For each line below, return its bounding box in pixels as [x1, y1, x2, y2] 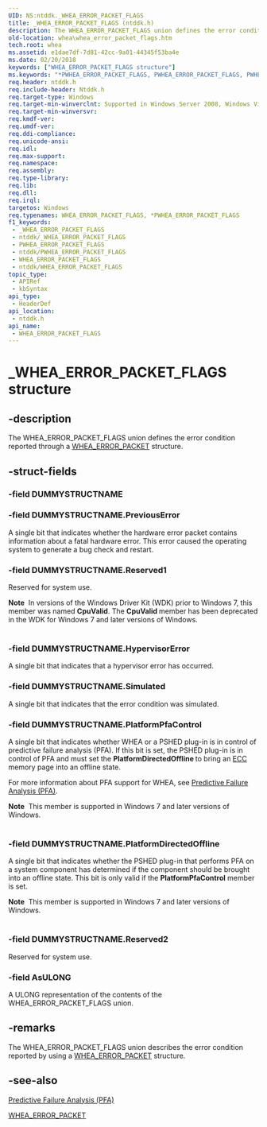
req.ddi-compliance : [8, 130, 77, 137]
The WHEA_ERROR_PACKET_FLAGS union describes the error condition [8, 1042, 244, 1051]
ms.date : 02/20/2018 [8, 56, 77, 64]
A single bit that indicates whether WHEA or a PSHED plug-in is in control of [8, 737, 257, 747]
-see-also [8, 1074, 58, 1087]
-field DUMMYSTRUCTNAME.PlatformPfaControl [8, 718, 203, 730]
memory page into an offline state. [8, 762, 122, 772]
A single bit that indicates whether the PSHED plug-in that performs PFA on [8, 856, 254, 866]
